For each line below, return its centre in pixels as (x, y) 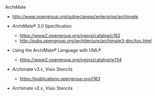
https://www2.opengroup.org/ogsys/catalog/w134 (71, 60)
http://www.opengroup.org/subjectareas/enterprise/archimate (75, 16)
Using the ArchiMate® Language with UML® (57, 50)
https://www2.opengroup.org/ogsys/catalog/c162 (70, 36)
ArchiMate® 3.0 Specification (42, 26)
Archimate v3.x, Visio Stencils (42, 69)
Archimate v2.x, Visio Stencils (42, 88)
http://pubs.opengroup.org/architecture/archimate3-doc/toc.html (85, 41)
